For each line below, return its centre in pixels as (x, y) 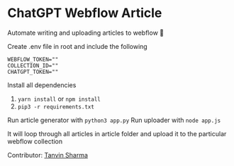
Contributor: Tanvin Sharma (48, 155)
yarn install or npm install (59, 99)
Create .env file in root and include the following (77, 46)
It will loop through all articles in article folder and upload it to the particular (117, 133)
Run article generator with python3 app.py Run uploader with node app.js (114, 120)
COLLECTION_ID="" (33, 65)
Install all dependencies (42, 85)
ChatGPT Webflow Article (85, 13)
